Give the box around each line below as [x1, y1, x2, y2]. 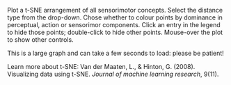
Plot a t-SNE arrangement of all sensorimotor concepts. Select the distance [7, 6, 223, 14]
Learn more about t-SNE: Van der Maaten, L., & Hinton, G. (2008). [7, 63, 196, 70]
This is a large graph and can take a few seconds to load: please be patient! [7, 49, 224, 57]
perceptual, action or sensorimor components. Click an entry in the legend [7, 21, 221, 29]
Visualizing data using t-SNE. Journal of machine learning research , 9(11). [7, 70, 219, 78]
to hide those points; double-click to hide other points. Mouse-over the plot [7, 28, 223, 36]
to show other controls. [7, 36, 74, 44]
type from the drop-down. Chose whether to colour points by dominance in [7, 13, 223, 22]
